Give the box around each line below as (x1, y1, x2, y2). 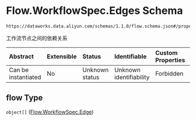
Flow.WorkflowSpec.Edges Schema (6, 4, 183, 17)
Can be (9, 66, 29, 74)
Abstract (9, 52, 34, 61)
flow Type (6, 93, 43, 103)
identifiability (114, 73, 150, 81)
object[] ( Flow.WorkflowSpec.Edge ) (6, 108, 94, 115)
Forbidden (155, 69, 184, 77)
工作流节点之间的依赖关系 (6, 34, 68, 41)
